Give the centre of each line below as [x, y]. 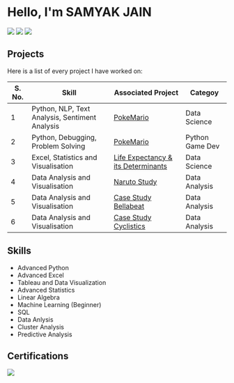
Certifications [38, 356]
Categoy [204, 93]
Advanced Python [43, 267]
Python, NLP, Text [61, 109]
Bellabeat [129, 206]
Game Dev [203, 146]
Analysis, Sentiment [64, 117]
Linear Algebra [39, 297]
